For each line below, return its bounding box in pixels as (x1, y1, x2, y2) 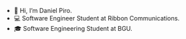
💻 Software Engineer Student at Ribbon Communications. (13, 14, 180, 22)
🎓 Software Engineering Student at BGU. (13, 25, 133, 32)
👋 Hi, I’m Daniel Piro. (13, 7, 72, 14)
